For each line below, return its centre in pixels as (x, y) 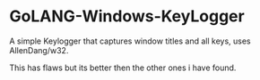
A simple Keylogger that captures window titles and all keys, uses (130, 41)
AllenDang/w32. (39, 50)
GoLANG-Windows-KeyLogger (127, 16)
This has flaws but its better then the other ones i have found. (123, 68)
